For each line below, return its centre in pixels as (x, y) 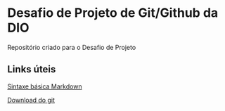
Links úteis (32, 69)
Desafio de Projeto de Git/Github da (113, 13)
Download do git (31, 100)
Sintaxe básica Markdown (45, 86)
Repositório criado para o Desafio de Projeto (72, 47)
